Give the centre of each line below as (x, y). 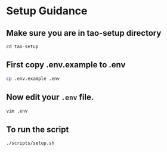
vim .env (17, 111)
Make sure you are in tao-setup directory (84, 33)
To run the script (38, 129)
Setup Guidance (47, 11)
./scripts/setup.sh (30, 143)
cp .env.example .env (33, 79)
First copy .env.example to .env (66, 65)
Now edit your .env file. (50, 97)
